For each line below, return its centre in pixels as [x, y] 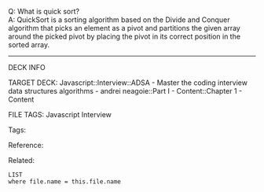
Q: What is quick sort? [44, 11]
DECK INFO [27, 67]
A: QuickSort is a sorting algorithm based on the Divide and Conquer [119, 20]
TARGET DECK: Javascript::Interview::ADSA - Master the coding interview [128, 83]
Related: [22, 160]
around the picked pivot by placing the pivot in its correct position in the [125, 36]
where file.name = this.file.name [65, 182]
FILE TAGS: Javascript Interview [60, 114]
